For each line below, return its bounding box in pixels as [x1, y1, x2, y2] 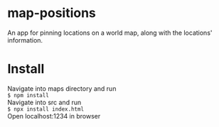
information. [7, 35, 43, 44]
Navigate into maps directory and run [7, 84, 117, 93]
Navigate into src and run [7, 98, 82, 106]
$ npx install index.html [7, 105, 84, 113]
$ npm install [7, 92, 50, 99]
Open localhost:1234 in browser [7, 111, 101, 120]
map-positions [7, 5, 96, 21]
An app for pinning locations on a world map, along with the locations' [7, 28, 213, 37]
